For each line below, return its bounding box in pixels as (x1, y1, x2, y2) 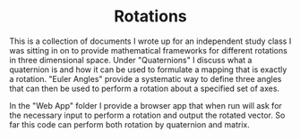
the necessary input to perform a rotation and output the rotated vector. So (9, 110, 286, 120)
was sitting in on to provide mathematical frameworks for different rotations (9, 45, 288, 55)
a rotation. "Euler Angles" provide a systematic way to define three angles (9, 73, 282, 84)
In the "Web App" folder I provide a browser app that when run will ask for (9, 100, 282, 110)
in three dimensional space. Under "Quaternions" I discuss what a (9, 54, 253, 65)
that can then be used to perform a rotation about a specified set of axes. (9, 83, 280, 94)
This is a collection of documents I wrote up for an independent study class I (9, 36, 292, 46)
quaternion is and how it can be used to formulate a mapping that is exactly (9, 64, 287, 75)
